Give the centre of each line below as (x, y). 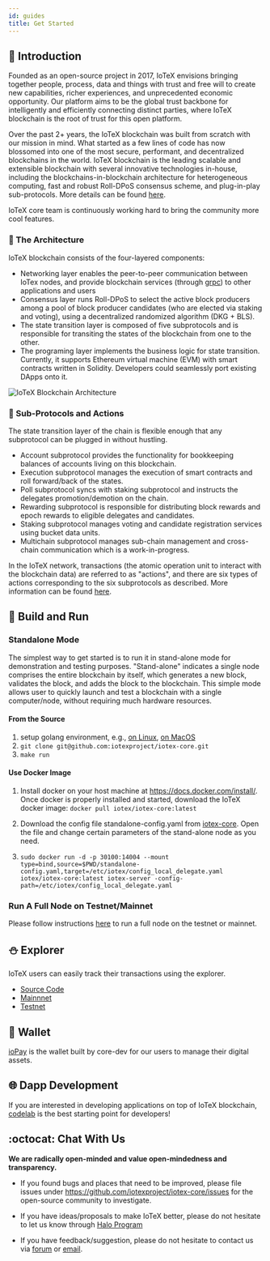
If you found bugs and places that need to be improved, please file (131, 1182)
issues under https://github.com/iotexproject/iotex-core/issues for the (136, 1191)
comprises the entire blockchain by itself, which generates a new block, (128, 675)
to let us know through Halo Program (81, 1225)
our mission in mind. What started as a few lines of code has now (117, 143)
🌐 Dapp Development (63, 1086)
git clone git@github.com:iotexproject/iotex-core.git (114, 746)
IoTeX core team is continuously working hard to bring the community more (134, 211)
